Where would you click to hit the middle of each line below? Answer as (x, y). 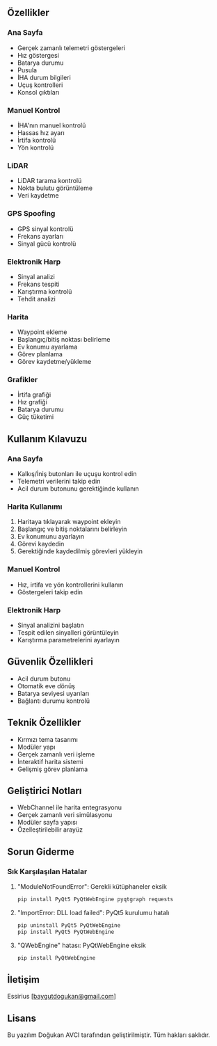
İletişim (24, 980)
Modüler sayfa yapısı (47, 823)
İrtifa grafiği (34, 395)
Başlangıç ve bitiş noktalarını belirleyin (72, 529)
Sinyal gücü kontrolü (47, 244)
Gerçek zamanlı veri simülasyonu (65, 815)
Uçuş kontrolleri (40, 85)
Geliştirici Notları (45, 791)
